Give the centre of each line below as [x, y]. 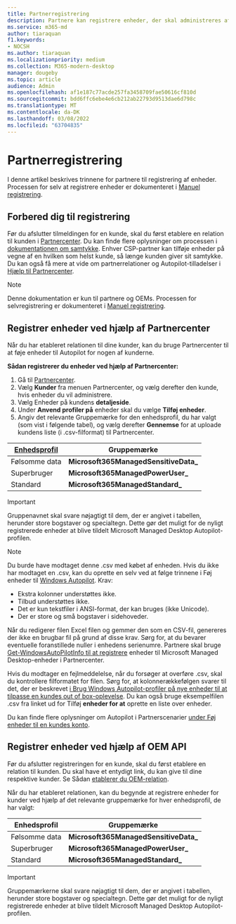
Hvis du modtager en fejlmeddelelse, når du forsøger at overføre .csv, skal [115, 674]
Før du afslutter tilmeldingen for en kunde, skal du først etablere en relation [116, 234]
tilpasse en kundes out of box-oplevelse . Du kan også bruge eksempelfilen [116, 696]
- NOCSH [19, 47]
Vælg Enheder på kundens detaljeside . [74, 402]
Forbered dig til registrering [69, 217]
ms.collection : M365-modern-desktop [61, 66]
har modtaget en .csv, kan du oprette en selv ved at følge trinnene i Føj [110, 573]
